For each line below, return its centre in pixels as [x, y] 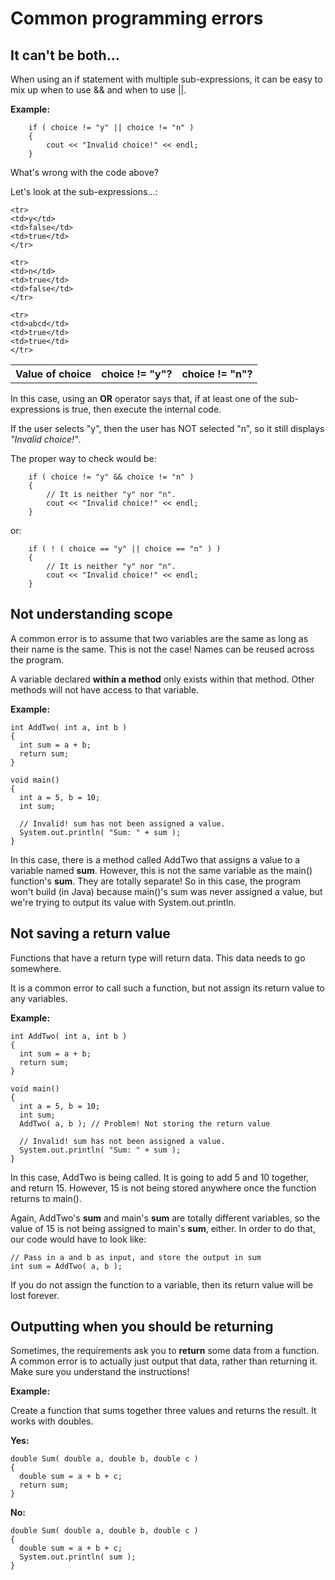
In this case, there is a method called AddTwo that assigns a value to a [155, 859]
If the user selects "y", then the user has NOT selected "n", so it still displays [167, 428]
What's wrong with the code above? [84, 172]
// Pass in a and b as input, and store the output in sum [136, 1257]
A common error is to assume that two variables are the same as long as [159, 638]
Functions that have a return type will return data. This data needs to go [158, 958]
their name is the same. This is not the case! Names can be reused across [162, 649]
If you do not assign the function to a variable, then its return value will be [162, 1284]
